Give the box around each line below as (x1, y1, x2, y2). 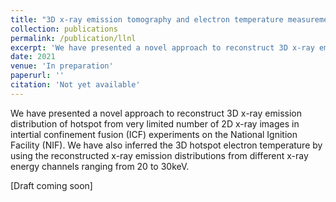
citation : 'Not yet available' (10, 80, 141, 90)
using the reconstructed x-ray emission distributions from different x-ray (10, 149, 309, 161)
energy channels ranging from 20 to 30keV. (10, 160, 190, 172)
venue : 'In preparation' (10, 61, 114, 71)
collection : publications (10, 24, 118, 34)
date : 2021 (10, 52, 56, 62)
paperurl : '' (10, 71, 65, 81)
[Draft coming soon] (10, 179, 93, 191)
